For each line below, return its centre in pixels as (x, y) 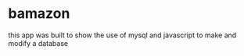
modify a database (38, 43)
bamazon (39, 14)
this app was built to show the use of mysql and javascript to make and (122, 35)
